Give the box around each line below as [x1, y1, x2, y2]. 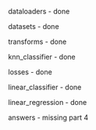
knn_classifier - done [8, 52, 76, 61]
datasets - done [8, 22, 60, 31]
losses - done [8, 67, 52, 77]
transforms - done [8, 37, 67, 46]
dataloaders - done [8, 7, 70, 16]
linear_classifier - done [8, 82, 82, 92]
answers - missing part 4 [8, 113, 89, 122]
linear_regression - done [8, 98, 87, 107]
